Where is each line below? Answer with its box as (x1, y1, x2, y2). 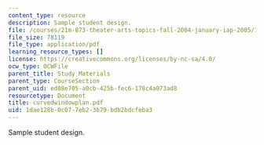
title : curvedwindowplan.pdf (8, 99, 104, 107)
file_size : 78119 (8, 33, 65, 42)
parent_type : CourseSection (8, 77, 101, 85)
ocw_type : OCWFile (8, 63, 68, 71)
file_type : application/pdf (8, 41, 101, 49)
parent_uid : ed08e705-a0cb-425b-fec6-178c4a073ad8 (8, 84, 178, 92)
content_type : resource (8, 11, 86, 20)
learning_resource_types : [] (8, 48, 104, 56)
